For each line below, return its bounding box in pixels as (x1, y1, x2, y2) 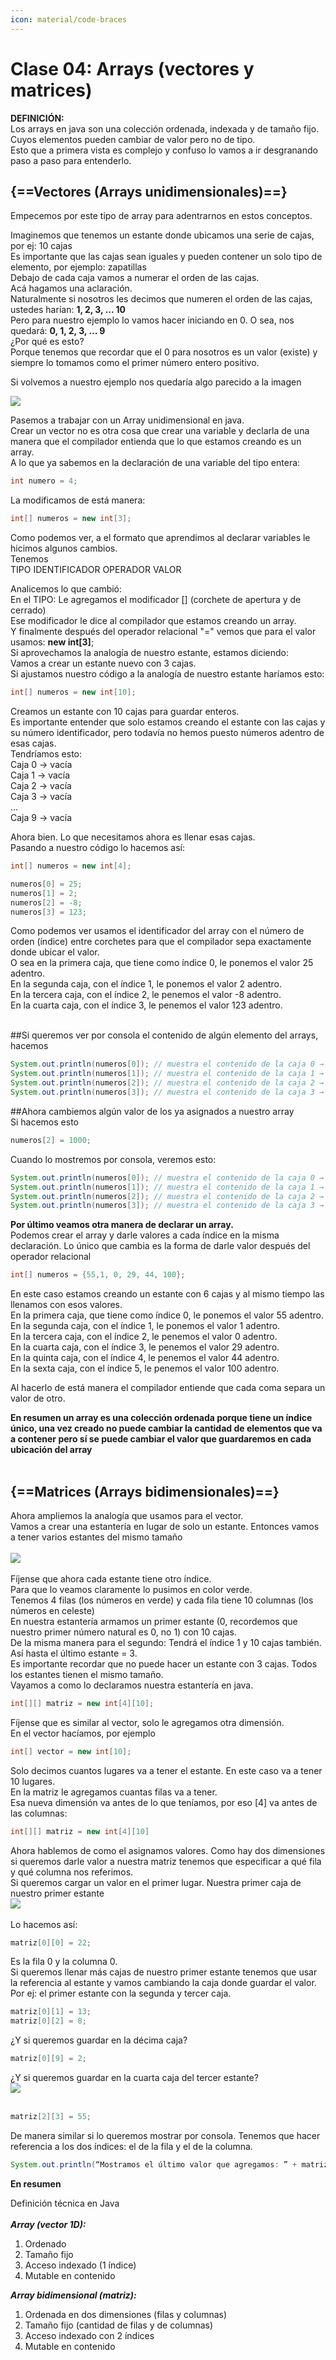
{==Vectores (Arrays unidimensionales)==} (10, 183, 288, 200)
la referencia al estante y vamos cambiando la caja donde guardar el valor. (10, 1977, 317, 1989)
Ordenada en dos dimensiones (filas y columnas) (24, 2308, 228, 2320)
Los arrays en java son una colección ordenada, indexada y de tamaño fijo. (10, 122, 320, 135)
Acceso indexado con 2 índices (24, 2329, 155, 2341)
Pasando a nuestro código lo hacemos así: (10, 842, 186, 853)
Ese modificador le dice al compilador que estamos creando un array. (10, 615, 297, 627)
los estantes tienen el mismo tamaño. (10, 1668, 164, 1680)
